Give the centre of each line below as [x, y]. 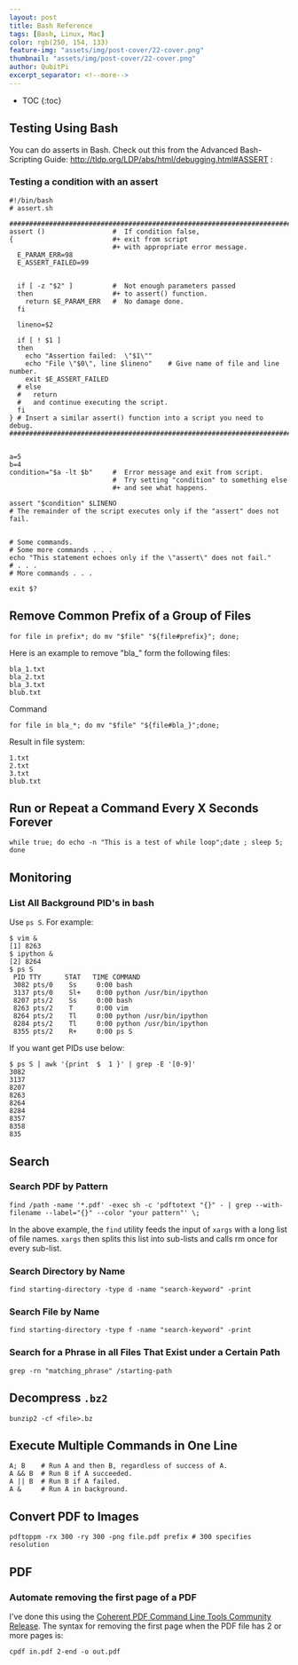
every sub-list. [35, 1248]
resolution [29, 1545]
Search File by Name [55, 1312]
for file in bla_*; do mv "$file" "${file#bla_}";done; [114, 725]
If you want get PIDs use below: [67, 1048]
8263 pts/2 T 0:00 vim [71, 1008]
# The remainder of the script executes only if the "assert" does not [144, 511]
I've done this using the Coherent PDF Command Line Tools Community [141, 1616]
